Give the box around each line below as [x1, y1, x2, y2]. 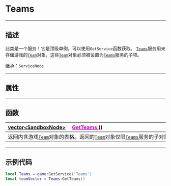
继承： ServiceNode [5, 62, 44, 69]
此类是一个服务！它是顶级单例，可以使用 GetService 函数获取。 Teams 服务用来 [5, 45, 166, 51]
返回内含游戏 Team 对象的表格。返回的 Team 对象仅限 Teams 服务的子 [8, 134, 159, 141]
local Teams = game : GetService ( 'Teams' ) [5, 172, 93, 177]
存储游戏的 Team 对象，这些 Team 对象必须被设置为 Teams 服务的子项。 [5, 51, 142, 58]
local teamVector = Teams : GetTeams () [5, 176, 85, 181]
